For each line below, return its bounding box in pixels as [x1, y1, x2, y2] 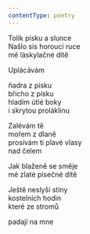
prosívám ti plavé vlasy [8, 137, 82, 147]
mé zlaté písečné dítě [8, 169, 77, 179]
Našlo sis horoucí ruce [8, 41, 81, 51]
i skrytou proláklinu [8, 106, 70, 115]
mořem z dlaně [8, 129, 56, 139]
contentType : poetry [8, 11, 76, 20]
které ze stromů [8, 202, 59, 211]
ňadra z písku [8, 80, 52, 90]
